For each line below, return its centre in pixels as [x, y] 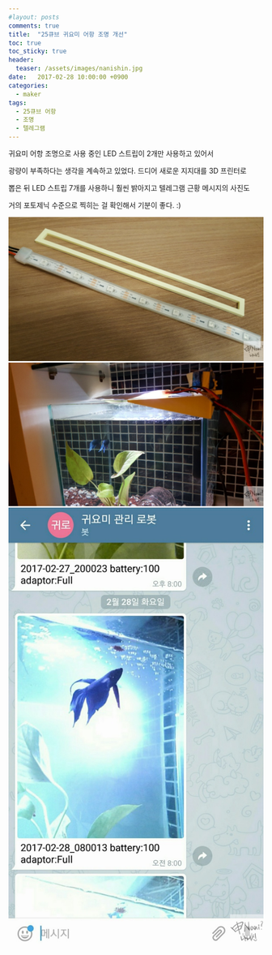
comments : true [34, 26]
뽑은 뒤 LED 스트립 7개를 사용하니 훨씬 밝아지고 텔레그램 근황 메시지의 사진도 [129, 188]
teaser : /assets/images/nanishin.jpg [79, 69]
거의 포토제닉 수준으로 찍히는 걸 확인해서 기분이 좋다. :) [95, 205]
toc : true [25, 43]
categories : [28, 85]
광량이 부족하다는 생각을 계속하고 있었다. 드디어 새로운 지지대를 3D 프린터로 [127, 171]
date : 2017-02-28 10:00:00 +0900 [68, 77]
